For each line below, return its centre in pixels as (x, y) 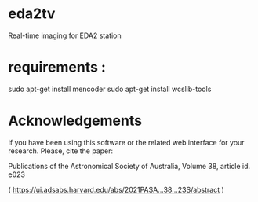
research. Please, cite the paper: (61, 151)
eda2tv (32, 14)
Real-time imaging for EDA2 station (65, 35)
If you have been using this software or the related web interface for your (126, 142)
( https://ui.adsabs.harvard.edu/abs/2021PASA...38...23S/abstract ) (116, 189)
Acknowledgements (75, 121)
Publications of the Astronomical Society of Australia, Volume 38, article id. (129, 166)
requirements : (57, 67)
